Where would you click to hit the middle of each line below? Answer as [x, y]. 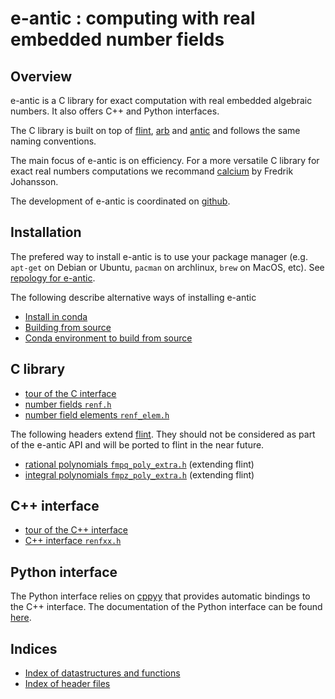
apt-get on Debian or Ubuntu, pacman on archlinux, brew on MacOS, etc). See [167, 267]
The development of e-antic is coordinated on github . [120, 201]
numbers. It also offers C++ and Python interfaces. [115, 111]
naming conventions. [53, 141]
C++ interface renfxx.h [73, 541]
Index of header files [67, 684]
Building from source [68, 327]
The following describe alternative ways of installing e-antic [133, 297]
